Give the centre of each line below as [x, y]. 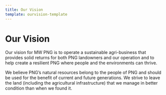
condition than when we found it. [39, 88]
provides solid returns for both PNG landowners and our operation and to [80, 58]
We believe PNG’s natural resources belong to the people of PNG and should [83, 73]
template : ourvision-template [36, 14]
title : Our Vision [24, 10]
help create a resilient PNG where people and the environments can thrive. [81, 63]
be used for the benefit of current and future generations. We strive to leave [83, 78]
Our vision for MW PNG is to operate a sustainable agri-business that [76, 52]
